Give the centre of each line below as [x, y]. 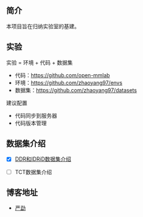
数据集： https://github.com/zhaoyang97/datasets [76, 90]
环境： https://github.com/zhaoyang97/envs [69, 82]
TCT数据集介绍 [33, 172]
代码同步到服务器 [36, 115]
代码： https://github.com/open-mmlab [62, 75]
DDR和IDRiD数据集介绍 [43, 159]
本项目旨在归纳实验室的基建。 [43, 26]
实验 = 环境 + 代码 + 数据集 [39, 62]
